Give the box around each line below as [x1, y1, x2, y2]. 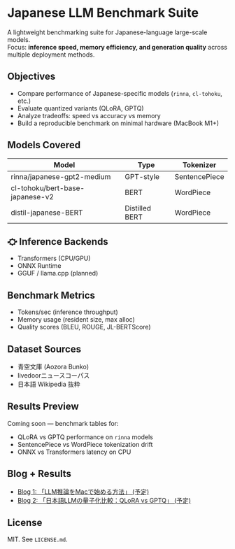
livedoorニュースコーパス [17, 371, 90, 379]
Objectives [7, 71, 56, 83]
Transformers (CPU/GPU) [17, 254, 91, 263]
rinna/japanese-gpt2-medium [10, 171, 111, 181]
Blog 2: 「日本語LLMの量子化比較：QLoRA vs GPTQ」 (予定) [17, 496, 191, 504]
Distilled [124, 203, 152, 213]
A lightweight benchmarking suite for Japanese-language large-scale [7, 28, 208, 36]
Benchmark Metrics [7, 289, 96, 301]
